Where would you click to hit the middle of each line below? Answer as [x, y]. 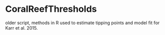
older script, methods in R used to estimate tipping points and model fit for [82, 23]
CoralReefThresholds [51, 9]
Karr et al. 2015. [21, 28]
